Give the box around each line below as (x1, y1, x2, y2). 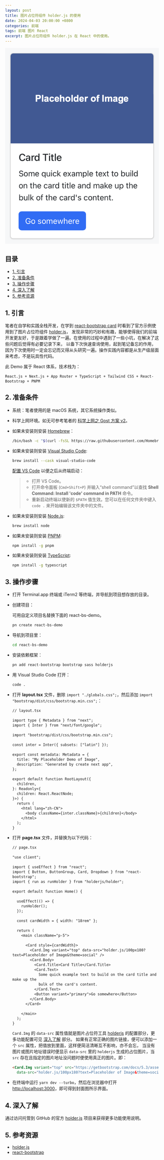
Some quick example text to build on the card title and (38, 972, 157, 977)
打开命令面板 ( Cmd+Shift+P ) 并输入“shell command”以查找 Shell (31, 484, 159, 490)
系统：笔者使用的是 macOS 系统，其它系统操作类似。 (12, 407, 120, 413)
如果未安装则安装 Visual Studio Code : (12, 448, 88, 454)
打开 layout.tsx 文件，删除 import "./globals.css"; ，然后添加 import (12, 692, 153, 698)
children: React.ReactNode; (17, 791, 74, 796)
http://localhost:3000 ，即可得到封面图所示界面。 (12, 1086, 111, 1092)
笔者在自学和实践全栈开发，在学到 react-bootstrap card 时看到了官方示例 (5, 323, 152, 328)
